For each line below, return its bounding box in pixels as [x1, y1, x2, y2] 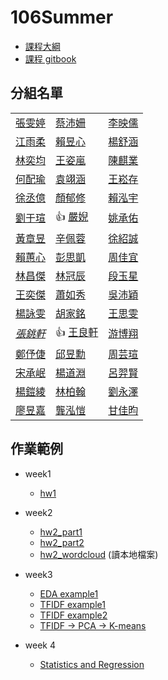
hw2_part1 [39, 526, 83, 538]
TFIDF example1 [39, 598, 106, 610]
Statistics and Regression [39, 658, 145, 670]
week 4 [24, 639, 56, 651]
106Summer [10, 6, 114, 29]
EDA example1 [39, 587, 99, 600]
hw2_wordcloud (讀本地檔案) [39, 548, 159, 560]
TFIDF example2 [39, 609, 108, 621]
